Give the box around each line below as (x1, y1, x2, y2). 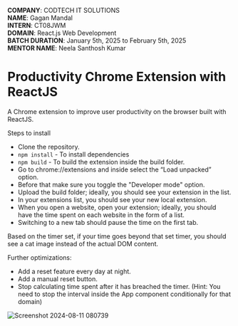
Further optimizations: (7, 253, 73, 262)
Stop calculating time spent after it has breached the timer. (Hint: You (17, 282, 221, 290)
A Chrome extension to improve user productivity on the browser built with (7, 107, 227, 116)
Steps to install (7, 128, 51, 137)
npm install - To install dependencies (17, 149, 130, 159)
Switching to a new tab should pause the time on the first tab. (17, 218, 198, 226)
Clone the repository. (17, 142, 80, 151)
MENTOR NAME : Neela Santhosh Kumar (7, 44, 126, 52)
